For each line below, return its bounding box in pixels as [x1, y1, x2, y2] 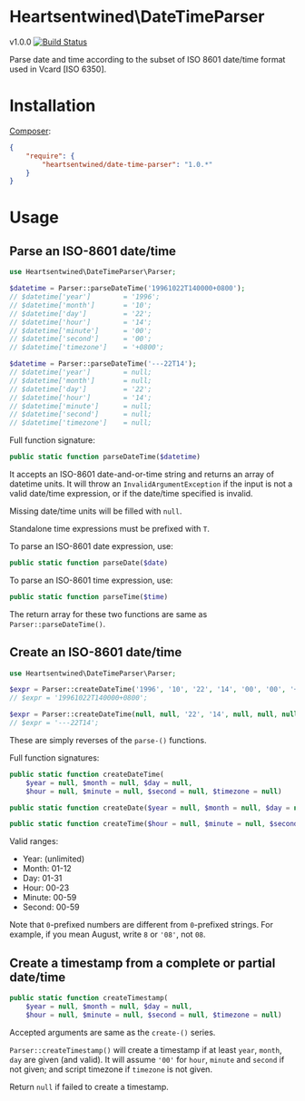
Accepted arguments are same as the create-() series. [9, 1027, 216, 1037]
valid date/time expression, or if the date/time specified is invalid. [9, 488, 253, 498]
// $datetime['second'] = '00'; [9, 334, 152, 344]
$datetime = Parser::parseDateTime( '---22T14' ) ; [9, 359, 197, 369]
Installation [9, 95, 96, 116]
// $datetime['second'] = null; [9, 410, 152, 419]
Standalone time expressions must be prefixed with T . [9, 524, 211, 534]
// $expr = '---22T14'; [9, 719, 100, 728]
